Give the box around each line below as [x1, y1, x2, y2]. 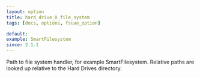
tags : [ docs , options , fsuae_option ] [6, 20, 101, 26]
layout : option [6, 8, 44, 15]
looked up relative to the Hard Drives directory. [6, 65, 122, 72]
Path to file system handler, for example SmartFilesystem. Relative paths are [6, 58, 195, 65]
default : [6, 31, 28, 37]
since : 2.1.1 [6, 42, 39, 48]
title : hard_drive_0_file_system [6, 14, 90, 20]
